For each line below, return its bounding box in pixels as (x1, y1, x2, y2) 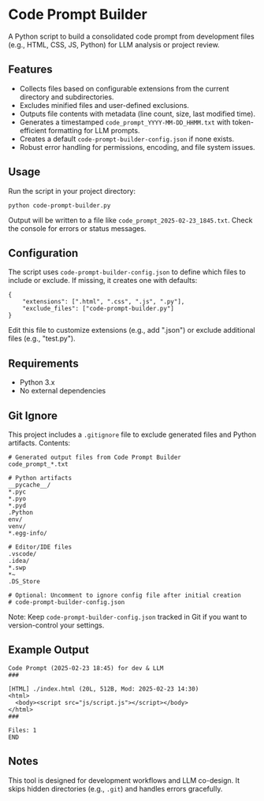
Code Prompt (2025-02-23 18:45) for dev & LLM (8, 664, 164, 672)
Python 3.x (19, 378, 55, 387)
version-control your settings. (8, 620, 105, 630)
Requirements (8, 356, 79, 370)
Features (8, 63, 53, 76)
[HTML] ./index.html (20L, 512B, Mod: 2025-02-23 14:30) (8, 684, 199, 693)
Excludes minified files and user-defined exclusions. (19, 100, 189, 110)
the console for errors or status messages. (8, 223, 147, 233)
